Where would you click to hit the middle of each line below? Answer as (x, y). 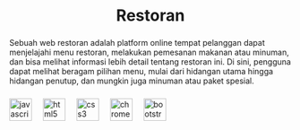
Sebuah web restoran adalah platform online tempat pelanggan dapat (137, 43)
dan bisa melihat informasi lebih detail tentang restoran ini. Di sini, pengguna (150, 62)
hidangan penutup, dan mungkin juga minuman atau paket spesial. (132, 81)
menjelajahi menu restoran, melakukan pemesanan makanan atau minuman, (149, 52)
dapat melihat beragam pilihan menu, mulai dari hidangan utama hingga (141, 72)
